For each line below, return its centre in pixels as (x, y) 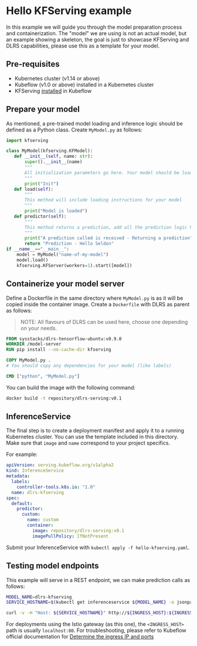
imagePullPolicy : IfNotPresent (70, 536)
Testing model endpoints (52, 566)
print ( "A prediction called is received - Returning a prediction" (108, 238)
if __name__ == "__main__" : (38, 249)
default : (22, 503)
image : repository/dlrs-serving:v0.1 (78, 530)
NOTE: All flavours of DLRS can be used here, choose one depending (104, 322)
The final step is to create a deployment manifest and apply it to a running (95, 431)
